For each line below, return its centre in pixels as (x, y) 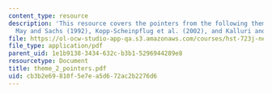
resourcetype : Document (49, 61)
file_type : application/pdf (56, 46)
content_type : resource (49, 16)
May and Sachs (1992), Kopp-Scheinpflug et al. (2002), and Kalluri (134, 31)
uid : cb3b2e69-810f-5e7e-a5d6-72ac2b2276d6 (83, 76)
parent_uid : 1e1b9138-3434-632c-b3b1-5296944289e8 (96, 53)
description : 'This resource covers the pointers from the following (128, 23)
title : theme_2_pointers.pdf (57, 69)
